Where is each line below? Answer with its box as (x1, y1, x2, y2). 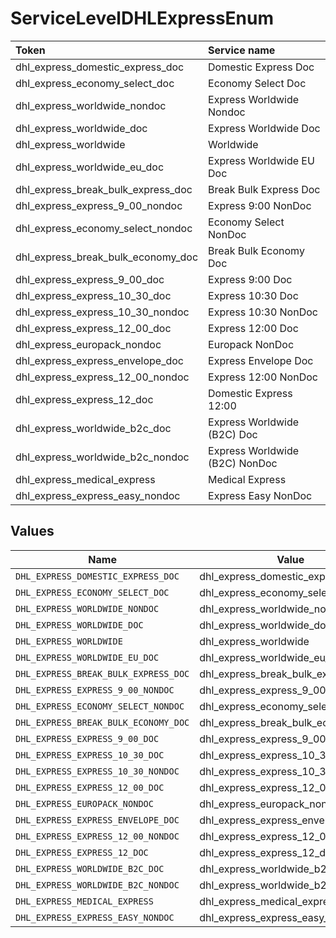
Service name (208, 43, 276, 57)
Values (10, 523, 55, 540)
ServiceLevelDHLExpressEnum (10, 7, 274, 30)
